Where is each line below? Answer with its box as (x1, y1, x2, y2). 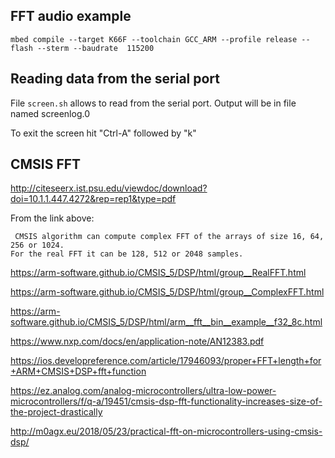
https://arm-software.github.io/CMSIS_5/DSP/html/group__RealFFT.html (10, 267, 307, 279)
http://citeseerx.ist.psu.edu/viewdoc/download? (10, 182, 208, 194)
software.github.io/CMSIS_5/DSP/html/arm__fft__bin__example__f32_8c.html (10, 316, 323, 328)
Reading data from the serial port (10, 70, 221, 88)
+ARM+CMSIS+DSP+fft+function (10, 365, 147, 378)
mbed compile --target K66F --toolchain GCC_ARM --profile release (10, 34, 298, 44)
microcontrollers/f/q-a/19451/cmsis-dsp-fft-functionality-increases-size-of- (10, 395, 323, 408)
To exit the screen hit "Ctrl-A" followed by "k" (10, 127, 197, 139)
